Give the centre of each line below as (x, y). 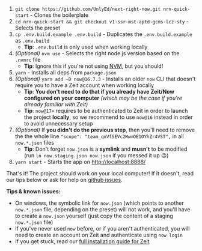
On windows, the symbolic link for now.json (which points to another (99, 203)
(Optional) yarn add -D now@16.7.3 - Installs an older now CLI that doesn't (105, 79)
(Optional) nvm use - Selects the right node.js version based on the (97, 53)
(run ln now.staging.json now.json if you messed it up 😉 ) (96, 155)
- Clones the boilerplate (59, 15)
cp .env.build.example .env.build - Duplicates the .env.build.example (103, 34)
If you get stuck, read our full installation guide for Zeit (82, 241)
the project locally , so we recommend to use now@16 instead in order (109, 117)
